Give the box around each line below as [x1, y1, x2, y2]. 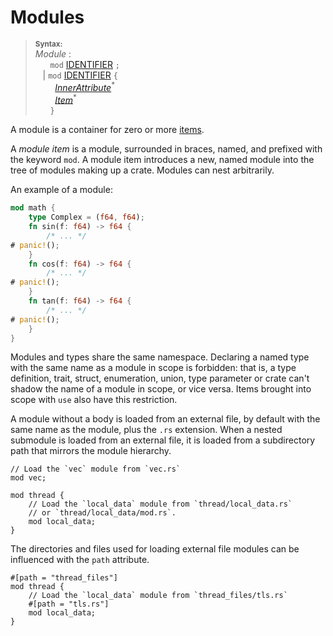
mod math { [10, 203, 56, 213]
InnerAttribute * [54, 79, 116, 93]
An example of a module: [10, 184, 113, 196]
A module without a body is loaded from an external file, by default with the [10, 413, 321, 425]
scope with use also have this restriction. [10, 394, 178, 406]
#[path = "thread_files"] [10, 573, 118, 583]
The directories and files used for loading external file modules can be [10, 543, 300, 555]
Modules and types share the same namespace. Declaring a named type [10, 351, 310, 363]
